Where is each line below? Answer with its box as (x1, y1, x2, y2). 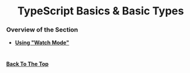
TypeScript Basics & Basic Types (17, 4, 184, 18)
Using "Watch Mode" (14, 39, 70, 46)
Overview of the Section (6, 26, 79, 34)
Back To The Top (6, 60, 49, 67)
